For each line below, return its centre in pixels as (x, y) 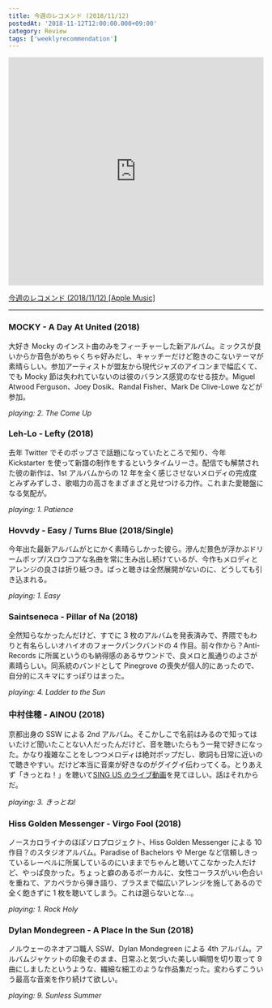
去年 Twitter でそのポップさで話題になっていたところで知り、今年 (117, 452)
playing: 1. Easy (34, 596)
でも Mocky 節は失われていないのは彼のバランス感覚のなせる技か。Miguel (132, 376)
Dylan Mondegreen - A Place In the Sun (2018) (101, 930)
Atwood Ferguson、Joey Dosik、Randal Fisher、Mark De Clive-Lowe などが (136, 386)
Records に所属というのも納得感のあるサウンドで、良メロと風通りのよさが (133, 656)
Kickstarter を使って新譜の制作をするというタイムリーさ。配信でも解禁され (134, 463)
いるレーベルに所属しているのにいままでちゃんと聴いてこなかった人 (129, 863)
